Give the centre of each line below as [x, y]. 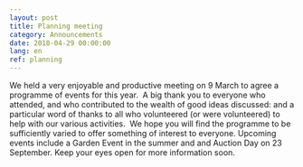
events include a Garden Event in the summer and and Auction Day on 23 [146, 143]
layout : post [34, 18]
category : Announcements [56, 34]
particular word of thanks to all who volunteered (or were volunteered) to [145, 114]
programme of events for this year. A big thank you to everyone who [137, 95]
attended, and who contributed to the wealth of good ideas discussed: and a [152, 104]
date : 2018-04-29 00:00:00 [60, 43]
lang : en [26, 51]
